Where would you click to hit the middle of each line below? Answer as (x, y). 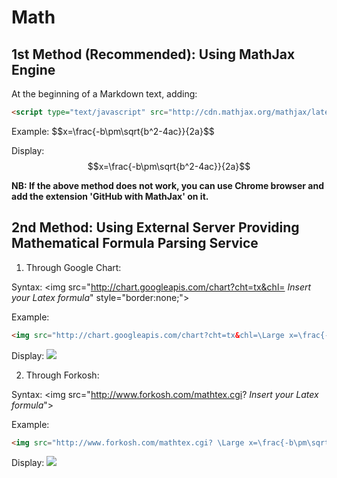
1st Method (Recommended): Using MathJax (153, 54)
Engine (33, 69)
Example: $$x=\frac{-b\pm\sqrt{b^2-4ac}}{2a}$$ (113, 131)
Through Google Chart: (73, 267)
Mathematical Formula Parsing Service (135, 243)
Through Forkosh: (62, 375)
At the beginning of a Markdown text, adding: (104, 94)
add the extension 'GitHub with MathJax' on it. (110, 196)
